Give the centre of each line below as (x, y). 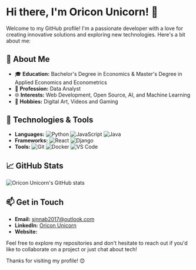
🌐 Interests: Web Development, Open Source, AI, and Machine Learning (102, 95)
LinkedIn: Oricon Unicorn (45, 225)
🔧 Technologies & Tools (50, 120)
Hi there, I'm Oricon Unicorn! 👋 (82, 12)
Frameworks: (31, 140)
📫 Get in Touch (35, 202)
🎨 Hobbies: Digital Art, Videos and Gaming (67, 101)
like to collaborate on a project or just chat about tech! (72, 249)
